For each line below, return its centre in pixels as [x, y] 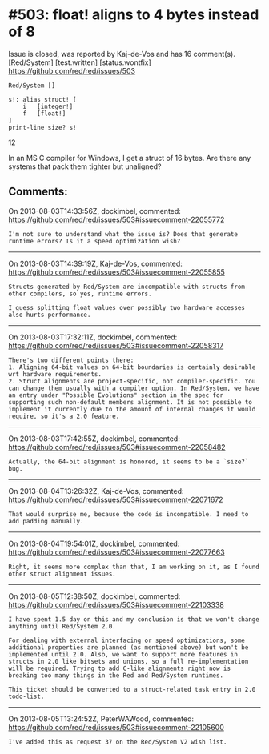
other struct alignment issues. [62, 574]
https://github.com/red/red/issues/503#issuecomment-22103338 [116, 604]
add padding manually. [46, 521]
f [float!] [44, 114]
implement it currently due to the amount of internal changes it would [132, 409]
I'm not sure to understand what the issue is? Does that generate [123, 234]
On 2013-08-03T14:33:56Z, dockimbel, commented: [95, 211]
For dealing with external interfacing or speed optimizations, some [127, 640]
